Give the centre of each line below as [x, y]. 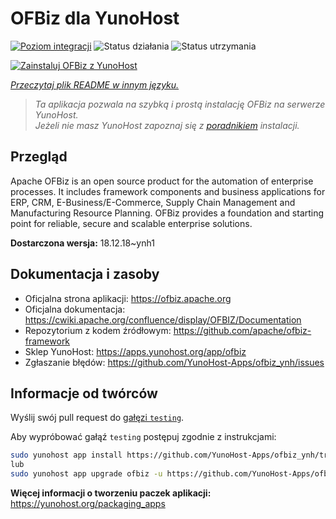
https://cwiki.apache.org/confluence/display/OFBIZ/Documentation [163, 319]
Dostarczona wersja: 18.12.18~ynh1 [82, 243]
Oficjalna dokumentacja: [75, 309]
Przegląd [39, 157]
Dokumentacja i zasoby [85, 274]
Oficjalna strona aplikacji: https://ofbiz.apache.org [128, 298]
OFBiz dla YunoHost [95, 18]
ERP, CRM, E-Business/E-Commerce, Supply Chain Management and [153, 202]
